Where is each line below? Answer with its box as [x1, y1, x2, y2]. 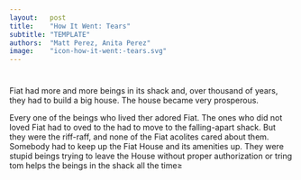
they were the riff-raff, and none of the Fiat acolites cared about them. [9, 131, 269, 142]
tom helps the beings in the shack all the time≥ [9, 160, 183, 171]
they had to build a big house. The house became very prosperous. [9, 95, 260, 106]
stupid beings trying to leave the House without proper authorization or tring [9, 150, 293, 162]
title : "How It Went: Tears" [9, 22, 131, 31]
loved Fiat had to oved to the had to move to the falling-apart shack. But [9, 122, 277, 133]
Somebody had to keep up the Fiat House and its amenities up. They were [9, 141, 284, 152]
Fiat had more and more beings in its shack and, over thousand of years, [9, 85, 278, 96]
